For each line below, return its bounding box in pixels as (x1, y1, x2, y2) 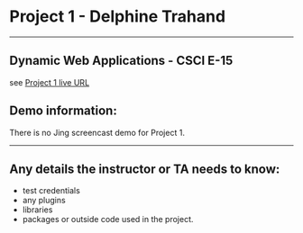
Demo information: (9, 103, 117, 119)
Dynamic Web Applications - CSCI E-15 (9, 53, 234, 68)
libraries (22, 204, 53, 215)
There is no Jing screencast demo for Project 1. (9, 127, 185, 138)
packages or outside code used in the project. (22, 214, 194, 225)
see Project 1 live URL (9, 76, 90, 87)
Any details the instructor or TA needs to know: (9, 161, 280, 176)
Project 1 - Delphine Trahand (9, 6, 226, 27)
